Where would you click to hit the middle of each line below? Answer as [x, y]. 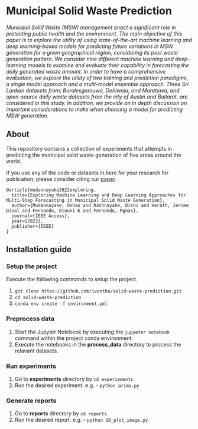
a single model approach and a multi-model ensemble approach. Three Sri [98, 84]
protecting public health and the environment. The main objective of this [94, 33]
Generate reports [31, 401]
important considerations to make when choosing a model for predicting [95, 109]
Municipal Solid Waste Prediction [89, 11]
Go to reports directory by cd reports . [61, 414]
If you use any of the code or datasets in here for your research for [87, 173]
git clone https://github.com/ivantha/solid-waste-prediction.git [98, 291]
